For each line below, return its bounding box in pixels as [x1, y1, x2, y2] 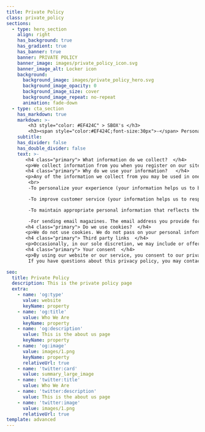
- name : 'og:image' [17, 343, 67, 349]
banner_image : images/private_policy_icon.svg [17, 60, 138, 66]
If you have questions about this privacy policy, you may [28, 258, 182, 264]
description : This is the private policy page [12, 280, 132, 287]
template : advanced [6, 417, 56, 423]
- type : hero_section [12, 26, 67, 32]
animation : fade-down [22, 100, 78, 106]
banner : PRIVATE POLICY [17, 54, 78, 60]
